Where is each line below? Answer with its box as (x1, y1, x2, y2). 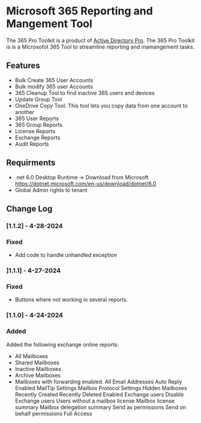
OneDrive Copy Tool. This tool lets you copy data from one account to (14, 102, 188, 109)
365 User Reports (14, 115, 59, 122)
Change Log (6, 203, 53, 214)
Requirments (6, 158, 56, 168)
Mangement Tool (6, 17, 93, 31)
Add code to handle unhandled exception (14, 251, 117, 259)
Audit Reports (14, 140, 49, 148)
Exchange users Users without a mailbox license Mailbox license (14, 397, 175, 404)
